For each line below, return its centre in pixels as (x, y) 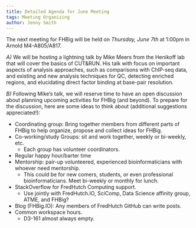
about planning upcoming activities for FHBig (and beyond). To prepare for (97, 100)
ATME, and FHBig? (46, 200)
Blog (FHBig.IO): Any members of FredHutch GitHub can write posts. (98, 206)
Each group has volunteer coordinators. (71, 149)
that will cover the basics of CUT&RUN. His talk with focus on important (93, 63)
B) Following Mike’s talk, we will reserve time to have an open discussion (94, 94)
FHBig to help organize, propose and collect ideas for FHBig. (88, 130)
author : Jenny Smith (32, 23)
